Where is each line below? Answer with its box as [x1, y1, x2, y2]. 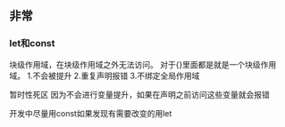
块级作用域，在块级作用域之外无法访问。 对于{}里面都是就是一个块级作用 [9, 59, 277, 69]
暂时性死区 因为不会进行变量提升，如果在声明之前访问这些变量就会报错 [9, 89, 270, 99]
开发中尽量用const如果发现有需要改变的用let [9, 107, 172, 118]
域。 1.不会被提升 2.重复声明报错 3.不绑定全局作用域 [9, 70, 200, 81]
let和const [9, 37, 55, 50]
